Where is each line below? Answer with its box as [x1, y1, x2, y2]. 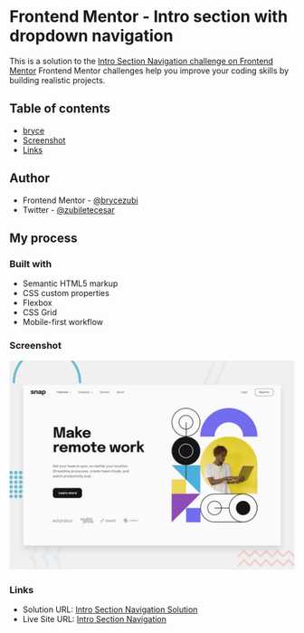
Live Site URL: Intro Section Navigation [22, 613, 167, 624]
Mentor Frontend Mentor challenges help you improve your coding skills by [9, 65, 290, 76]
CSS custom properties [22, 288, 110, 299]
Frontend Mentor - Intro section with [9, 6, 288, 27]
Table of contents [9, 101, 110, 117]
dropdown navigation [9, 25, 174, 46]
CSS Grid [22, 307, 57, 318]
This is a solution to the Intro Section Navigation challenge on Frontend [9, 55, 274, 66]
